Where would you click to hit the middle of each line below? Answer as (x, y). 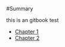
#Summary (20, 9)
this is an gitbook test (32, 20)
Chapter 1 (27, 32)
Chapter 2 (27, 38)
